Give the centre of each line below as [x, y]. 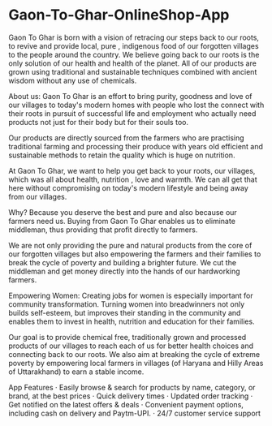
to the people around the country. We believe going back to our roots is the [134, 54]
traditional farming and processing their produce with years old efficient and [136, 146]
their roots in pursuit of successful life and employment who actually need [132, 113]
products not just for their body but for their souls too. [99, 122]
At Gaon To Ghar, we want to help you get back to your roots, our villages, [132, 170]
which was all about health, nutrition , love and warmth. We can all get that [133, 179]
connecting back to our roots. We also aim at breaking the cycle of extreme [134, 354]
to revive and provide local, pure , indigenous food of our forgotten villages [134, 45]
